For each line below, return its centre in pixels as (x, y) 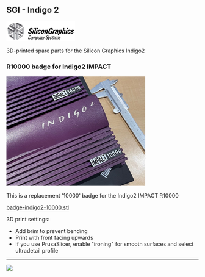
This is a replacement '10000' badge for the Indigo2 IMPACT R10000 (92, 195)
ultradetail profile (37, 250)
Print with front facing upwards (54, 237)
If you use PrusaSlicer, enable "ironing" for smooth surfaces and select (104, 244)
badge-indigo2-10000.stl (38, 207)
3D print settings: (28, 219)
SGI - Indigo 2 (33, 10)
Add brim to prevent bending (51, 231)
